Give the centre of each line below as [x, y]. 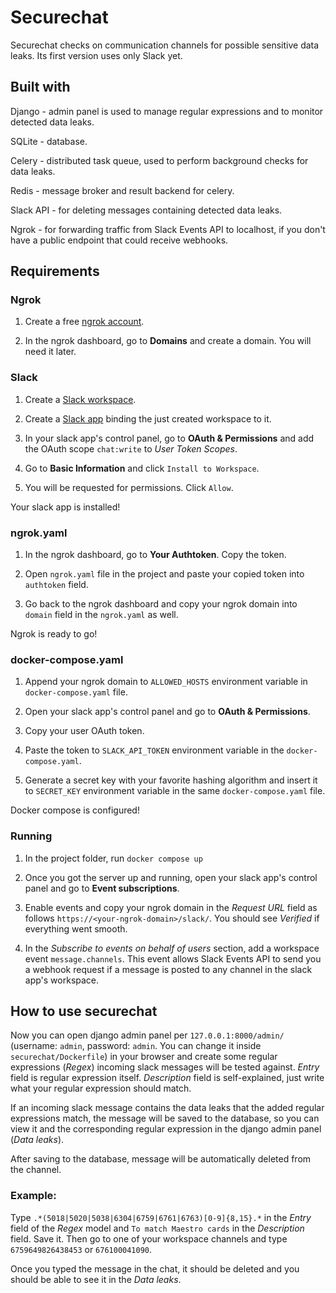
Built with [40, 87]
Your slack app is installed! [65, 507]
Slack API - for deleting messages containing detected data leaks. [146, 210]
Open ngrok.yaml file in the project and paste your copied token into [164, 574]
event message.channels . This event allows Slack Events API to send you [173, 958]
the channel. [36, 1170]
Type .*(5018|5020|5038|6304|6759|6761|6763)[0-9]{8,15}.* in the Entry [161, 1217]
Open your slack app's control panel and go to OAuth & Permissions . [167, 712]
